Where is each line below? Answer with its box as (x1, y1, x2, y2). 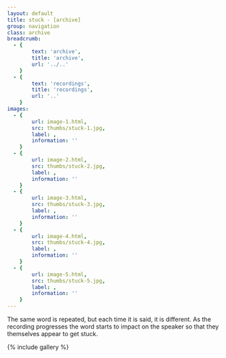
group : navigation (7, 23, 60, 29)
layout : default (7, 10, 53, 17)
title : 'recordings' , (32, 86, 94, 93)
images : (7, 105, 29, 112)
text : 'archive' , (32, 49, 81, 55)
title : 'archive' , (32, 55, 84, 62)
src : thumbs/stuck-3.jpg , (32, 201, 106, 208)
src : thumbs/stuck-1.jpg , (32, 125, 106, 131)
